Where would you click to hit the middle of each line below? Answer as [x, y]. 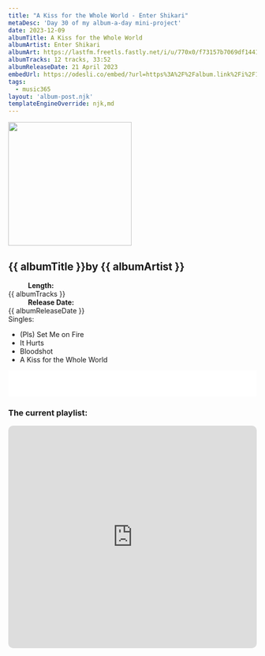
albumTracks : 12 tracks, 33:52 [60, 60]
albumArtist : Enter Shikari [54, 45]
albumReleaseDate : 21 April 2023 [63, 67]
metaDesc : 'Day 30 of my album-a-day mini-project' [95, 23]
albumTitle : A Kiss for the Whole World [76, 38]
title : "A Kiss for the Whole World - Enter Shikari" [99, 15]
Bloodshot [36, 351]
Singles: [21, 319]
